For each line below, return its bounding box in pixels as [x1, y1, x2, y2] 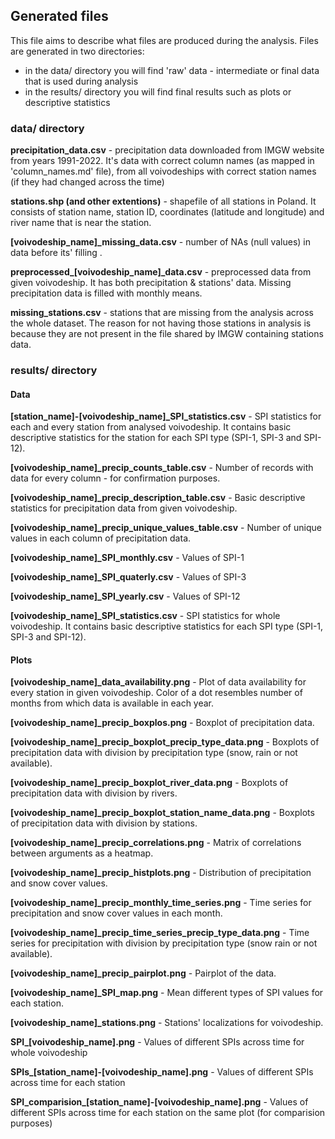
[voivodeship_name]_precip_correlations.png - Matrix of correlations [10, 837, 302, 849]
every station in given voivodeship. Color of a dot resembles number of [10, 687, 303, 699]
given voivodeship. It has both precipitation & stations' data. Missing [10, 277, 292, 289]
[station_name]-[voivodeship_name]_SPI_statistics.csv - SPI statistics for [10, 410, 322, 423]
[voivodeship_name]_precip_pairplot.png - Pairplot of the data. [10, 967, 277, 979]
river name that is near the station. [10, 217, 152, 229]
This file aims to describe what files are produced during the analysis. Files [10, 34, 319, 46]
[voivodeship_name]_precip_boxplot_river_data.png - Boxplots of [10, 777, 289, 789]
